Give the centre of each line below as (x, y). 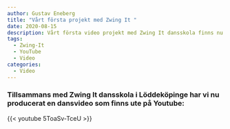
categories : (24, 64)
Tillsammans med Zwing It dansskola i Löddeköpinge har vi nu (113, 95)
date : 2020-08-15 (32, 26)
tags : (15, 39)
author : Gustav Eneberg (41, 13)
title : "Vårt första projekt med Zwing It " (72, 20)
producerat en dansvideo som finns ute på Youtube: (96, 104)
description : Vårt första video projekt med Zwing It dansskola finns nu (115, 33)
